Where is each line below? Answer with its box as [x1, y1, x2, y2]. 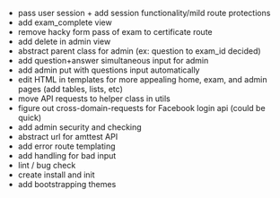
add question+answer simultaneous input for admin [17, 56, 209, 65]
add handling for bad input [17, 151, 117, 160]
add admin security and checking [17, 122, 142, 133]
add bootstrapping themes [17, 179, 117, 189]
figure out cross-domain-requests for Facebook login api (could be [17, 103, 267, 113]
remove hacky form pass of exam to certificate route [17, 27, 213, 37]
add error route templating [17, 141, 116, 151]
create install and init [17, 169, 96, 180]
